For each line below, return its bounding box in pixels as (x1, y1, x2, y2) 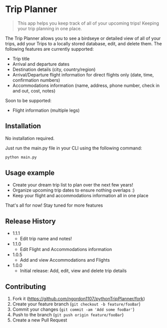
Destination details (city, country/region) (12, 66, 96, 72)
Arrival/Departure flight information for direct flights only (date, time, (12, 71, 154, 77)
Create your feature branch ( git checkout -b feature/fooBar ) (12, 301, 141, 307)
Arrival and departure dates (12, 61, 70, 67)
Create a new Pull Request (12, 317, 68, 323)
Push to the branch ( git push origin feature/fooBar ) (12, 312, 124, 318)
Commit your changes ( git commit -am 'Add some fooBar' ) (12, 306, 135, 312)
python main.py (5, 154, 37, 159)
